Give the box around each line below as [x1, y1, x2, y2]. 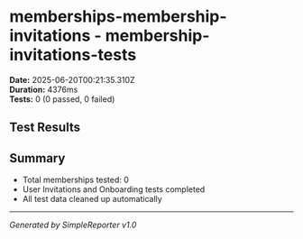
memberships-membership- [9, 6, 227, 27]
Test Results [9, 120, 81, 135]
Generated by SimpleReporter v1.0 [9, 219, 137, 231]
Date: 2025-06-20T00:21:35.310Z [9, 74, 135, 85]
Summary [9, 151, 66, 166]
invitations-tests [9, 45, 137, 65]
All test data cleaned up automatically [22, 194, 162, 205]
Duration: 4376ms [9, 84, 78, 95]
